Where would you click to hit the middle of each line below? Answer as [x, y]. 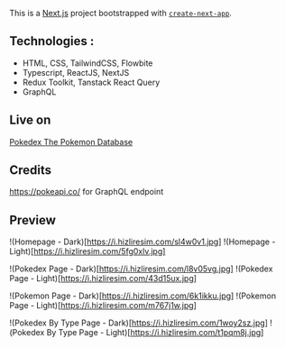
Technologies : [52, 41]
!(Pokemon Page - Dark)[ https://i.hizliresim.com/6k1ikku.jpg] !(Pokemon [143, 296]
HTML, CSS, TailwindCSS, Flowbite [87, 63]
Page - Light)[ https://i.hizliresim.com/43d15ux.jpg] [103, 279]
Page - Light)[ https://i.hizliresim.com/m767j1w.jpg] [103, 306]
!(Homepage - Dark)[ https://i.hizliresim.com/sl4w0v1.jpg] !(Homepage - [142, 242]
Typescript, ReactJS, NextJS [76, 72]
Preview [33, 220]
